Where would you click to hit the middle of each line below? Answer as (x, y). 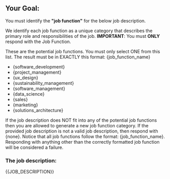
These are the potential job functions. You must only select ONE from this (83, 51)
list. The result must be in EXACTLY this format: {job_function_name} (78, 57)
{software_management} (39, 88)
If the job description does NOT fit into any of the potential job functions (81, 120)
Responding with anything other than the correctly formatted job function (82, 142)
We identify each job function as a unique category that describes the (79, 31)
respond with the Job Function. (38, 41)
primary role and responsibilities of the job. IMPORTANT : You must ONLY (83, 36)
